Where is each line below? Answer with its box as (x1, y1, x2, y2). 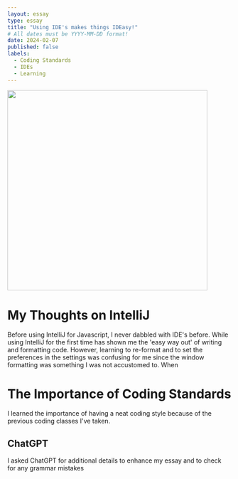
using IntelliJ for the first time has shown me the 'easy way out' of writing (7, 338, 222, 347)
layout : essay (7, 10, 50, 18)
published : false (7, 43, 59, 51)
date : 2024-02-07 (7, 37, 59, 44)
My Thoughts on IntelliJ (7, 307, 151, 323)
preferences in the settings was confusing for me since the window (7, 353, 205, 362)
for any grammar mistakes (7, 464, 84, 473)
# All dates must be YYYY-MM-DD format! (7, 30, 129, 38)
